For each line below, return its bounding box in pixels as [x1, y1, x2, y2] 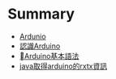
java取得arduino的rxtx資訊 [19, 61, 107, 71]
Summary [7, 5, 75, 23]
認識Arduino [19, 41, 61, 51]
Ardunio [19, 31, 46, 41]
